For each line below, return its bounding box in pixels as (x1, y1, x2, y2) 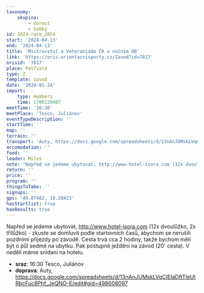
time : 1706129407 (17, 99, 61, 105)
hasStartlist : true (6, 201, 56, 207)
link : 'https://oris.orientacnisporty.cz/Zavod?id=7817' (6, 54, 154, 60)
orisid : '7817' (6, 59, 45, 66)
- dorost (28, 20, 50, 26)
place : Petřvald (6, 65, 47, 72)
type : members (17, 93, 53, 99)
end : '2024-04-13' (6, 43, 53, 49)
